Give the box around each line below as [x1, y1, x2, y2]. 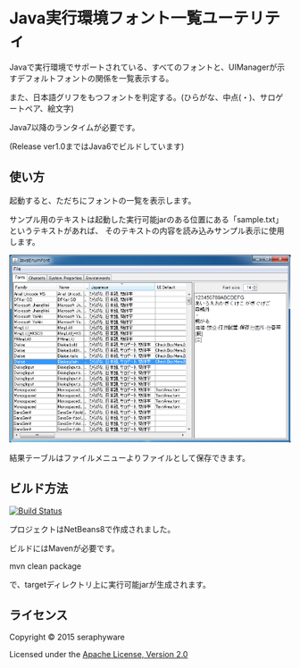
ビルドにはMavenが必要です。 [9, 542, 120, 554]
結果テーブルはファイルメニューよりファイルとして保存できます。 [9, 452, 251, 463]
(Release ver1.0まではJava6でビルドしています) [9, 140, 185, 152]
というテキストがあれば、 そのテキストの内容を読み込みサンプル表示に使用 [9, 225, 285, 236]
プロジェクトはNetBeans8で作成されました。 [9, 523, 176, 534]
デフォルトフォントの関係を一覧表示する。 [16, 72, 174, 83]
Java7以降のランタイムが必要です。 [9, 121, 140, 132]
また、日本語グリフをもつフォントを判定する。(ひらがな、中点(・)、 [9, 91, 261, 103]
